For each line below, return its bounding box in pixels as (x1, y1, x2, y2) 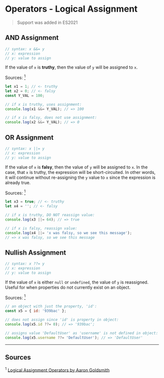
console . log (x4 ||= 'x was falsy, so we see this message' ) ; (5, 230, 132, 235)
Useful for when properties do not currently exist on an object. (5, 284, 131, 290)
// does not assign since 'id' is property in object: (5, 318, 119, 322)
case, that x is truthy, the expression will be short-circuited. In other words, (5, 169, 156, 175)
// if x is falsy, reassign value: (5, 226, 78, 231)
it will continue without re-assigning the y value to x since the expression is (5, 174, 156, 180)
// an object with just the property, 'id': (5, 304, 97, 309)
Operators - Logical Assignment (5, 3, 138, 15)
